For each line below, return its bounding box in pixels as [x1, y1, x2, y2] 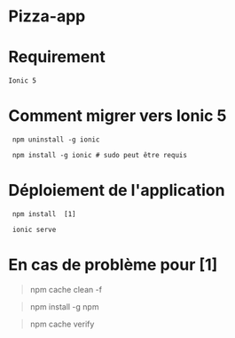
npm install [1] [12, 210, 76, 219]
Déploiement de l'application [8, 181, 225, 201]
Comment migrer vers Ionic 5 [8, 106, 227, 126]
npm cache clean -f [29, 284, 103, 294]
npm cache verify [29, 318, 95, 329]
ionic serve [12, 225, 57, 234]
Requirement [8, 47, 106, 68]
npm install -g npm [29, 301, 99, 312]
